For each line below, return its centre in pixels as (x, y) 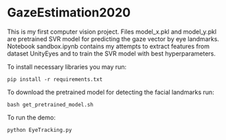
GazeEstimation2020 (69, 13)
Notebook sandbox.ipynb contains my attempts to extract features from (108, 46)
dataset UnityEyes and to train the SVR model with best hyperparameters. (112, 54)
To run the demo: (32, 117)
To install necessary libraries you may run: (67, 67)
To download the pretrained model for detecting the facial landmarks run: (111, 92)
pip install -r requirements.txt (55, 79)
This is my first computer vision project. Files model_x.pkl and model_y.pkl (112, 32)
